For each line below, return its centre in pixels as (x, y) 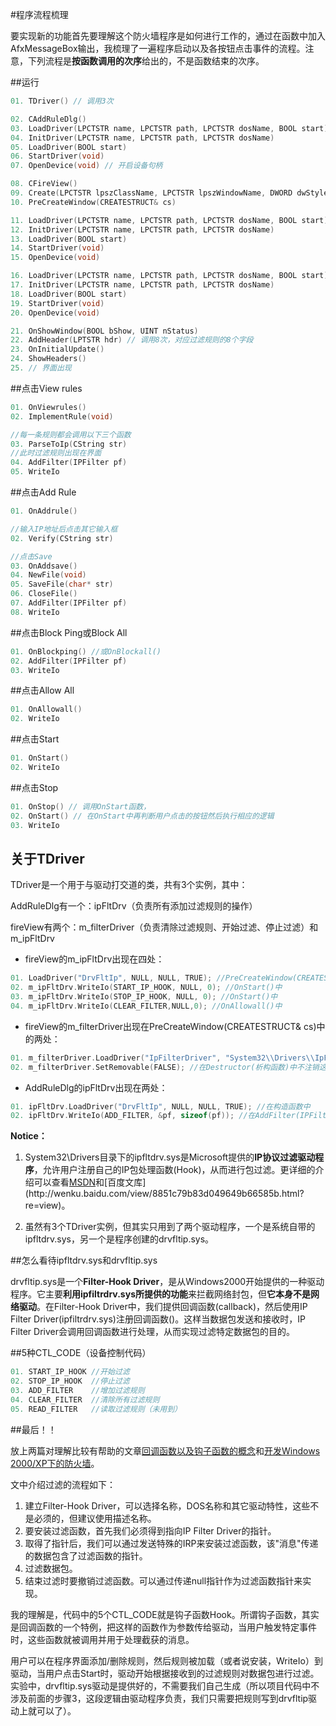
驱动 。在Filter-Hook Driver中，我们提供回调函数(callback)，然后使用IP (163, 1307)
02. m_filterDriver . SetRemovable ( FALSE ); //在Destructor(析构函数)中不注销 (165, 1067)
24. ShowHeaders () (48, 359)
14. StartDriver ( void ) (57, 248)
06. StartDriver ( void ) (57, 156)
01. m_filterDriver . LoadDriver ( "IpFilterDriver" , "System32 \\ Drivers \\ (162, 1058)
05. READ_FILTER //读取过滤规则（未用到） (96, 1409)
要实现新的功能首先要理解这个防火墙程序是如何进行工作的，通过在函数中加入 (168, 36)
